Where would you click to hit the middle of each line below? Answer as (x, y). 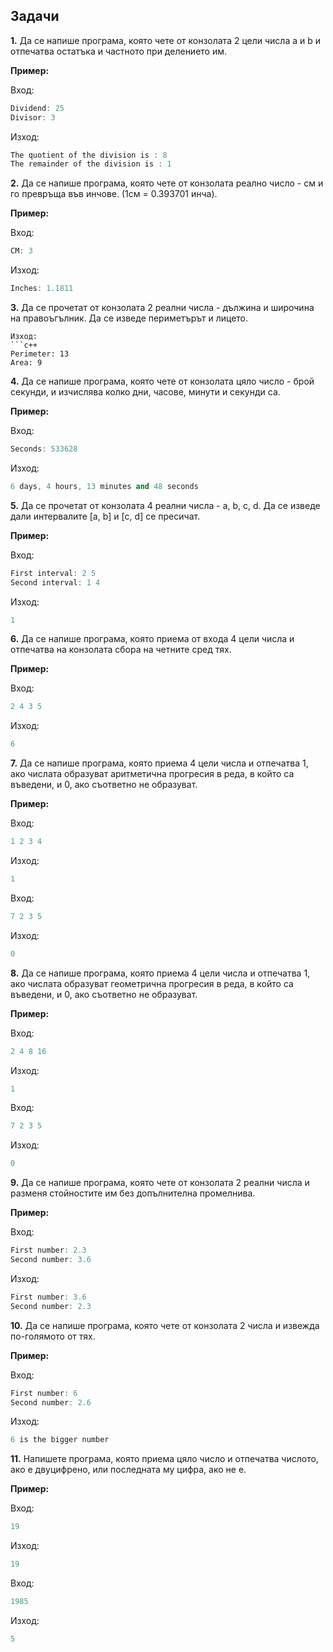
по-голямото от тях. (53, 1336)
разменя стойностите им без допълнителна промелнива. (133, 1193)
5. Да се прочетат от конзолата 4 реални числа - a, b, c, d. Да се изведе (165, 505)
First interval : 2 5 (53, 573)
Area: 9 (26, 363)
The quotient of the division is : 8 (89, 155)
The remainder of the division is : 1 (91, 164)
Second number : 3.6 (51, 1260)
